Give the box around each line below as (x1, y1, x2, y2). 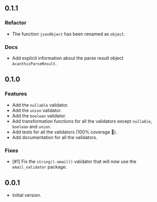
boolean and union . (12, 123, 52, 129)
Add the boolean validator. (12, 113, 66, 119)
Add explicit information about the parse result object (12, 55, 124, 61)
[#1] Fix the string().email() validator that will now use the (12, 158, 137, 164)
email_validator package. (12, 163, 67, 170)
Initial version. (12, 192, 42, 198)
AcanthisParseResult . (12, 60, 57, 66)
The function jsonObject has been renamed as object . (12, 30, 126, 37)
